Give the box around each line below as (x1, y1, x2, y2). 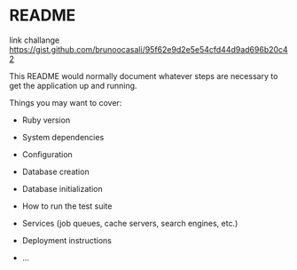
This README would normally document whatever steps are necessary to (9, 70, 278, 81)
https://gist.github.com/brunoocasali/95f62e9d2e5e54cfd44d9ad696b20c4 (9, 44, 288, 54)
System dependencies (21, 131, 105, 142)
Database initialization (21, 183, 104, 194)
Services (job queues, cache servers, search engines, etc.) (21, 218, 238, 228)
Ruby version (21, 115, 71, 125)
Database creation (21, 166, 90, 177)
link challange (9, 35, 60, 45)
